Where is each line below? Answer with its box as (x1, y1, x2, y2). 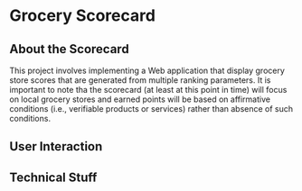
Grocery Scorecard (9, 5, 156, 26)
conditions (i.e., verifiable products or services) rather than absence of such (9, 104, 294, 114)
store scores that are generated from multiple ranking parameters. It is (9, 75, 271, 86)
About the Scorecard (9, 41, 129, 57)
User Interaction (9, 139, 103, 154)
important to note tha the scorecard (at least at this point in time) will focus (9, 85, 288, 95)
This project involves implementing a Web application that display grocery (9, 65, 285, 76)
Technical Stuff (9, 169, 98, 185)
